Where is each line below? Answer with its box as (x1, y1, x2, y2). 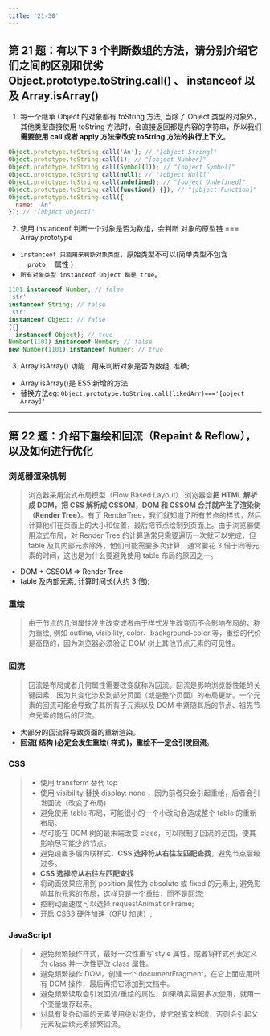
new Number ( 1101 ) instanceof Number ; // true (8, 346, 163, 354)
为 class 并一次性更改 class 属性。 (39, 959, 153, 968)
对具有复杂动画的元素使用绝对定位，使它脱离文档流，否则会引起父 (39, 1009, 259, 1019)
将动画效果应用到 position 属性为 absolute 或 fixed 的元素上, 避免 (39, 878, 255, 888)
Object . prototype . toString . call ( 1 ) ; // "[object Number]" (8, 156, 207, 164)
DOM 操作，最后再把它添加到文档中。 (49, 979, 174, 988)
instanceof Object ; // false (8, 315, 106, 323)
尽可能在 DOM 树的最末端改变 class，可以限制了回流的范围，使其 (39, 828, 256, 838)
